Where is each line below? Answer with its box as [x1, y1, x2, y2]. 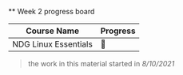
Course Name [25, 25, 80, 36]
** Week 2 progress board [8, 7, 95, 16]
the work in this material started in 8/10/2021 [27, 59, 175, 68]
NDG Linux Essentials [12, 39, 93, 50]
